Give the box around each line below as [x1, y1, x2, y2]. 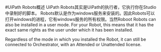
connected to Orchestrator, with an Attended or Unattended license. [5, 42, 141, 47]
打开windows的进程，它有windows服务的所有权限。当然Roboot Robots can [5, 17, 156, 22]
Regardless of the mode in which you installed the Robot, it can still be [5, 36, 146, 42]
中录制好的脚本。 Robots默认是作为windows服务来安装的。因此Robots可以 [5, 10, 155, 16]
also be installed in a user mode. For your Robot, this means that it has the [5, 22, 154, 28]
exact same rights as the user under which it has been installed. [5, 27, 133, 33]
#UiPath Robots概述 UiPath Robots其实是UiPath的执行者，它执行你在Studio [5, 4, 157, 10]
